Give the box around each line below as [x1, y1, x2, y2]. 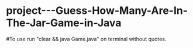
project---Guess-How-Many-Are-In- [6, 4, 188, 17]
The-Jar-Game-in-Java [6, 16, 122, 29]
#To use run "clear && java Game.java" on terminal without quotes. [6, 35, 167, 42]
